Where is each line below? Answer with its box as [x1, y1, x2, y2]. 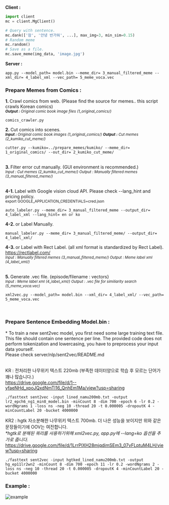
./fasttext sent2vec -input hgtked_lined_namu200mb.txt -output [5, 457, 144, 462]
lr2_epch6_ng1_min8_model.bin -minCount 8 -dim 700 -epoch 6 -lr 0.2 [5, 399, 155, 404]
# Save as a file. [5, 47, 44, 52]
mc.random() [5, 42, 30, 47]
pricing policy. [5, 194, 35, 200]
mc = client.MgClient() [5, 19, 56, 24]
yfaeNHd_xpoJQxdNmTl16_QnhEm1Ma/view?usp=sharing [5, 385, 125, 391]
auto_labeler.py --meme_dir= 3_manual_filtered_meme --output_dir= [5, 208, 151, 213]
